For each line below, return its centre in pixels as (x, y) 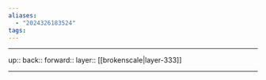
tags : (17, 30)
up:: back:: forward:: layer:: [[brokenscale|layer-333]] (95, 60)
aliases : (23, 15)
